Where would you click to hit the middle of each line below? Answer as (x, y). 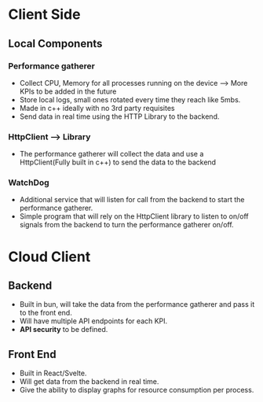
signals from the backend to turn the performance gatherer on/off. (126, 225)
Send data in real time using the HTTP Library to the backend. (119, 116)
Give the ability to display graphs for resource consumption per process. (137, 390)
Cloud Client (49, 256)
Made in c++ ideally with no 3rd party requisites (97, 108)
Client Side (44, 15)
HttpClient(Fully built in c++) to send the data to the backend (118, 162)
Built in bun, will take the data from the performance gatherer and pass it (137, 304)
